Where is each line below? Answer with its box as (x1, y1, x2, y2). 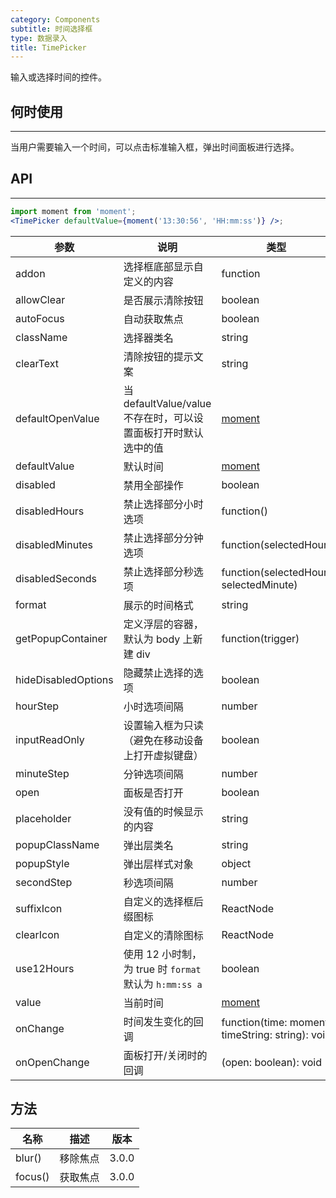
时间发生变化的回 (123, 1014, 204, 1028)
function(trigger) (221, 631, 300, 645)
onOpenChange (15, 1055, 90, 1069)
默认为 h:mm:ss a (123, 977, 203, 991)
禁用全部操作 (123, 478, 184, 492)
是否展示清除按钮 (123, 293, 204, 307)
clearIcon (15, 927, 60, 941)
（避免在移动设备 (123, 733, 204, 747)
